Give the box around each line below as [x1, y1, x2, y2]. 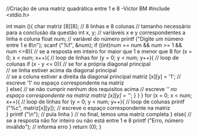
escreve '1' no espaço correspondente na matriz [6, 79, 124, 86]
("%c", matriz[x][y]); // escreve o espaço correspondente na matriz [6, 105, 171, 111]
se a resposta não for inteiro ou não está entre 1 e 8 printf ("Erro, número [6, 117, 184, 124]
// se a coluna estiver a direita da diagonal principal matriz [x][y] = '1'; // [6, 73, 181, 80]
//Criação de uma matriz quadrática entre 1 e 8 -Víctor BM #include [6, 5, 170, 12]
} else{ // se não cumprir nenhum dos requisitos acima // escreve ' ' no [6, 86, 177, 92]
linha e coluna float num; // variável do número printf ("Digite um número [6, 35, 184, 42]
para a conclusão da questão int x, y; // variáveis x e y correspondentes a [6, 29, 186, 36]
